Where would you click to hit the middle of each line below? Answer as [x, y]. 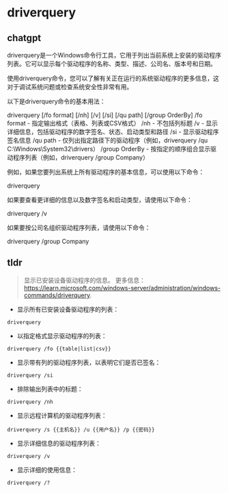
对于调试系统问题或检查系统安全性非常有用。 [70, 87]
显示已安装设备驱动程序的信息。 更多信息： [84, 280]
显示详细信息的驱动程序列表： [59, 443]
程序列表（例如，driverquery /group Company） [81, 157]
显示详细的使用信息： [47, 470]
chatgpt [24, 38]
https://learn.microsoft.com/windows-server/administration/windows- [122, 288]
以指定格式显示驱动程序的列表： [62, 336]
